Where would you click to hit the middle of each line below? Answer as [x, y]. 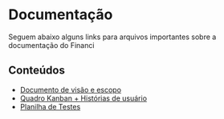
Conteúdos [37, 71]
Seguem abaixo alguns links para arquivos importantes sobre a [112, 37]
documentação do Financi [51, 45]
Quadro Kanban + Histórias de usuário [83, 98]
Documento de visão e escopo [71, 89]
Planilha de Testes [50, 106]
